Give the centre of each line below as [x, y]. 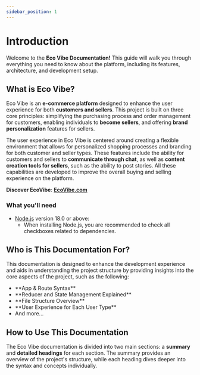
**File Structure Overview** [50, 301]
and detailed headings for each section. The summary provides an [88, 353]
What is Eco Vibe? [40, 89]
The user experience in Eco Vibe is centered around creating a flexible [93, 140]
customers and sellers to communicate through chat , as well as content [96, 159]
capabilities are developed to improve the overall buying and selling [89, 172]
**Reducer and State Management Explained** [73, 295]
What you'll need [31, 205]
